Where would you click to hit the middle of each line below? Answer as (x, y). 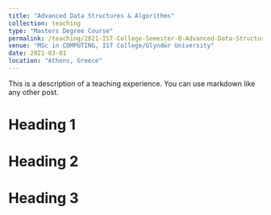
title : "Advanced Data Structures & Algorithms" (92, 16)
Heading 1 (42, 125)
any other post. (33, 92)
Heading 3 (44, 198)
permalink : (27, 38)
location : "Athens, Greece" (56, 61)
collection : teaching (45, 23)
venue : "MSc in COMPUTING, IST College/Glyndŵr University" (112, 46)
